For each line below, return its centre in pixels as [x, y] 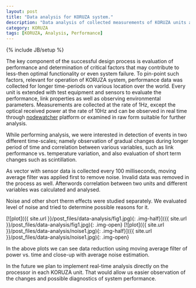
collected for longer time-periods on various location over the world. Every [96, 86]
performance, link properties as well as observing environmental [84, 99]
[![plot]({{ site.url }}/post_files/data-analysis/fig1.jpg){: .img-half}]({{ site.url [97, 219]
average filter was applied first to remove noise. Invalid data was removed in [98, 177]
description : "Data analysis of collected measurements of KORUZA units [96, 22]
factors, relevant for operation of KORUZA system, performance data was [94, 80]
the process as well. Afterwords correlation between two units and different [97, 184]
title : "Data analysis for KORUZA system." [60, 17]
